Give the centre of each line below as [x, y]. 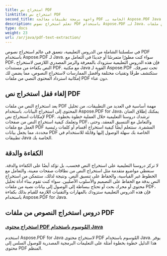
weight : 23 [16, 33]
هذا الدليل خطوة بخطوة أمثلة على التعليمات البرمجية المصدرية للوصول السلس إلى [81, 243]
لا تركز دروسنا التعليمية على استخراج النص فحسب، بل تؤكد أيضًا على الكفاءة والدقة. [82, 165]
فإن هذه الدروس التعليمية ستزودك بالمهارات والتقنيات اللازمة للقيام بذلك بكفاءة [78, 192]
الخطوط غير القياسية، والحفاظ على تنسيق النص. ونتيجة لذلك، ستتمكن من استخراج [81, 176]
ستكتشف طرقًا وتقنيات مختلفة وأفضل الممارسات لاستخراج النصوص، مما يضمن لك [81, 73]
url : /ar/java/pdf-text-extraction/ [43, 38]
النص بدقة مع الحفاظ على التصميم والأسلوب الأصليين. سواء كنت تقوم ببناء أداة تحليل [83, 181]
